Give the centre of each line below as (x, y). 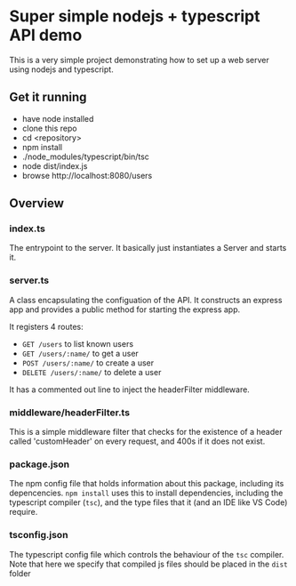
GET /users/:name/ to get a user (80, 353)
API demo (46, 35)
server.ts (29, 280)
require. (24, 512)
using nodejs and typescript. (61, 69)
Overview (37, 203)
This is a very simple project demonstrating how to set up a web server (139, 60)
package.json (39, 464)
